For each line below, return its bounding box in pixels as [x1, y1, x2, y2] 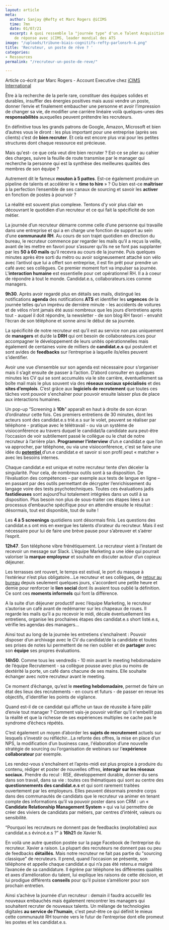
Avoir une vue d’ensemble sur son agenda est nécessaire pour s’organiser [5, 364, 158, 370]
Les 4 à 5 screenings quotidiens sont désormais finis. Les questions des [5, 517, 156, 523]
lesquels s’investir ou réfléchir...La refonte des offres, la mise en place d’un [5, 735, 160, 741]
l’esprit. [5, 533, 21, 539]
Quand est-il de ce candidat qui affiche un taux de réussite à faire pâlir [5, 704, 151, 710]
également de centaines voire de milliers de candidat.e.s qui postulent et [5, 344, 157, 350]
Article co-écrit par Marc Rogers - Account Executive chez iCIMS [5, 77, 140, 83]
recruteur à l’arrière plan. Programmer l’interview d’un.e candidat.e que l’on [5, 438, 163, 445]
